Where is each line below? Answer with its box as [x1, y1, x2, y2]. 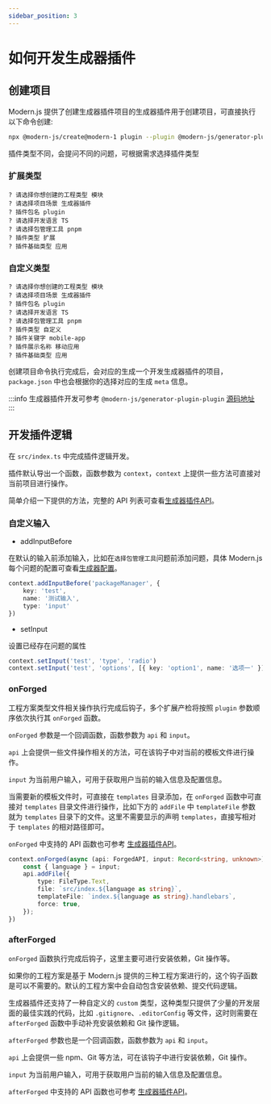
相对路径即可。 [59, 822, 109, 831]
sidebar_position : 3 [8, 11, 78, 20]
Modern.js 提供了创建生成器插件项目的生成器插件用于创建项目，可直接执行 [8, 107, 256, 116]
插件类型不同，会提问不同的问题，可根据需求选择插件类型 [8, 148, 199, 158]
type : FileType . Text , [37, 877, 110, 886]
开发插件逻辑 [8, 429, 73, 442]
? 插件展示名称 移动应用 [8, 343, 80, 351]
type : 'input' [23, 602, 70, 610]
